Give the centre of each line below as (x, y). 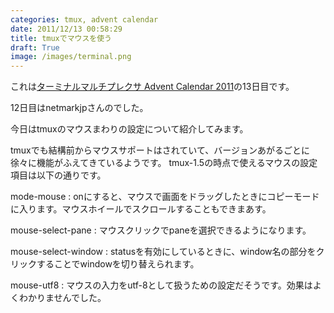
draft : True (35, 47)
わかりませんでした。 (62, 298)
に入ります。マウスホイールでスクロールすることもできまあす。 (141, 209)
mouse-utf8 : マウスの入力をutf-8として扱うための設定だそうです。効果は (161, 285)
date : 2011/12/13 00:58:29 (66, 29)
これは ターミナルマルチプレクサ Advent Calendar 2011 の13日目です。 (152, 87)
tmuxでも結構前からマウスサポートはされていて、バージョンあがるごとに (160, 150)
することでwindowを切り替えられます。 (118, 264)
